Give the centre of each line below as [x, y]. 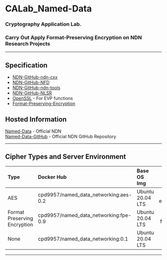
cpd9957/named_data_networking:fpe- [85, 215]
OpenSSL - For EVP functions [42, 98]
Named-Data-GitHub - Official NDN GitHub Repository [61, 137]
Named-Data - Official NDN [33, 131]
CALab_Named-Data [48, 9]
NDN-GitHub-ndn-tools [36, 88]
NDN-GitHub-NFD [31, 83]
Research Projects [28, 44]
